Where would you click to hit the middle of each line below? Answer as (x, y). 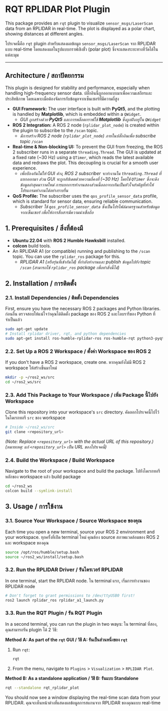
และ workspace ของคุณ (27, 542)
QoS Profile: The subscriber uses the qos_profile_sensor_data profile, (85, 196)
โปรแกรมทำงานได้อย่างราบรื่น (44, 190)
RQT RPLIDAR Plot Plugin (58, 9)
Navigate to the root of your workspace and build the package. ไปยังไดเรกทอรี (83, 471)
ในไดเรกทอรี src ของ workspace (35, 418)
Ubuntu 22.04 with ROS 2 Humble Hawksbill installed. (69, 240)
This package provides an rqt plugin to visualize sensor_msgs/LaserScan (79, 23)
